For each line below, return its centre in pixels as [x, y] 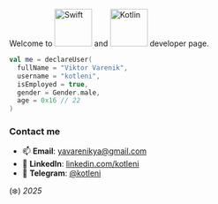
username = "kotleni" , [59, 76]
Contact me [35, 132]
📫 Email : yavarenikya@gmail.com [84, 151]
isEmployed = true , [53, 84]
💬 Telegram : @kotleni [61, 173]
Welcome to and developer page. [109, 43]
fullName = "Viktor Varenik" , [72, 68]
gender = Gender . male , [59, 93]
